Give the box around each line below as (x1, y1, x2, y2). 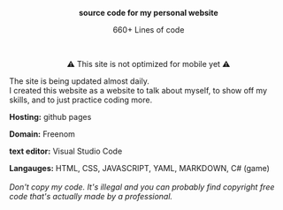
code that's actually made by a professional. (9, 191, 173, 201)
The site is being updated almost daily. (9, 76, 150, 86)
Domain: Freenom (9, 129, 75, 139)
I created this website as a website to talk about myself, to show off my (9, 86, 268, 95)
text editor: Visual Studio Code (9, 146, 123, 156)
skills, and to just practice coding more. (9, 94, 153, 105)
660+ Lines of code (112, 25, 185, 34)
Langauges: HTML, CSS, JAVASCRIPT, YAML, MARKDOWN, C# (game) (9, 163, 270, 173)
